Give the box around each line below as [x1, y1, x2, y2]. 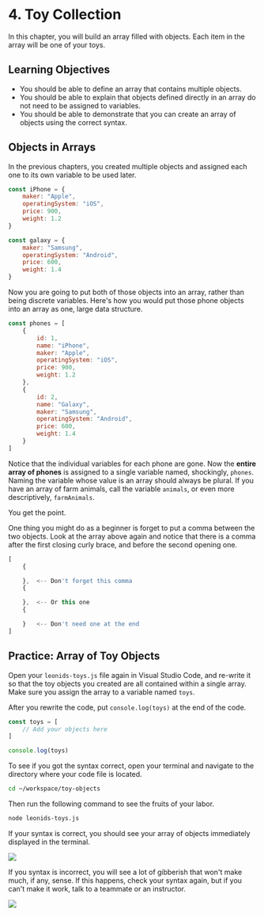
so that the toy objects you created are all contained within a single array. [8, 679, 247, 688]
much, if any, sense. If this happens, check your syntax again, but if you [8, 876, 243, 885]
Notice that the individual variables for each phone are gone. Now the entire [8, 459, 257, 468]
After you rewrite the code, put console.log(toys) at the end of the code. [8, 702, 247, 712]
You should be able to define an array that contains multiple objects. [19, 84, 243, 93]
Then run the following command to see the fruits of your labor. [8, 799, 215, 808]
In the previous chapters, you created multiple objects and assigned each [8, 161, 247, 171]
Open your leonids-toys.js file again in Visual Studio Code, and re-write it [8, 670, 251, 679]
